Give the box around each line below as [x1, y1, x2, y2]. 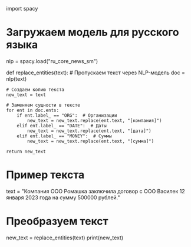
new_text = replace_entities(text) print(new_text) [6, 234, 124, 241]
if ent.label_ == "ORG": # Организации [17, 112, 117, 118]
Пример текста [6, 168, 85, 182]
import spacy [6, 5, 38, 12]
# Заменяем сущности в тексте [6, 102, 81, 108]
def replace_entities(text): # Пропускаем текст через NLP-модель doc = [6, 69, 186, 76]
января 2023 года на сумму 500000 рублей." [6, 194, 120, 201]
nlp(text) [6, 75, 27, 82]
